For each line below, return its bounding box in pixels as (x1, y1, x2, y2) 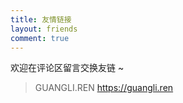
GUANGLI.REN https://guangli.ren (34, 82, 174, 94)
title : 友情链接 (10, 14, 72, 25)
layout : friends (10, 24, 78, 34)
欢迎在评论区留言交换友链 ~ (10, 62, 125, 74)
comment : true (10, 33, 70, 43)
